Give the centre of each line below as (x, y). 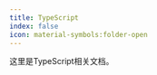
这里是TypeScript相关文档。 (62, 61)
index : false (34, 26)
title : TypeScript (44, 18)
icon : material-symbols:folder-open (78, 34)
